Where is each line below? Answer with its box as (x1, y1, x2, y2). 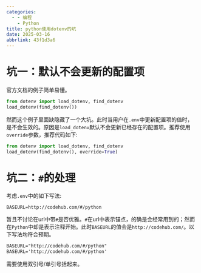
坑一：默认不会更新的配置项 (6, 65, 145, 79)
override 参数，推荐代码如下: (6, 131, 78, 138)
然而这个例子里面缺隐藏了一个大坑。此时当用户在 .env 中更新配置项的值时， (6, 116, 193, 123)
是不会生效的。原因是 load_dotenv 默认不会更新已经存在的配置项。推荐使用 (6, 123, 191, 130)
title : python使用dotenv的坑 (6, 25, 77, 32)
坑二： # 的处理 (6, 171, 76, 185)
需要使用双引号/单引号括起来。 (6, 260, 83, 268)
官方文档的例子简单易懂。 (6, 86, 70, 93)
